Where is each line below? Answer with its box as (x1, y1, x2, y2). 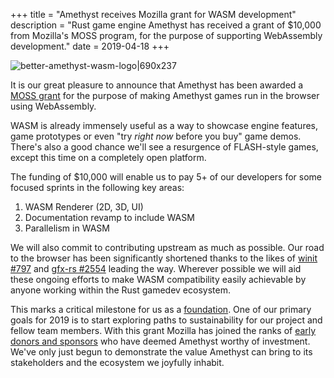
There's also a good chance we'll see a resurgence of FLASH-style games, (10, 141, 319, 153)
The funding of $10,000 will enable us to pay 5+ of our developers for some (10, 171, 322, 183)
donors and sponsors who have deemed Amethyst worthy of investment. (10, 335, 311, 347)
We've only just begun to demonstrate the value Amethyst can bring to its (10, 346, 313, 358)
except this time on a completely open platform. (10, 152, 207, 163)
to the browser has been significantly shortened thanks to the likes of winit (10, 252, 318, 264)
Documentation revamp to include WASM (24, 212, 195, 223)
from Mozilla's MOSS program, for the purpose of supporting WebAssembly (10, 30, 323, 41)
